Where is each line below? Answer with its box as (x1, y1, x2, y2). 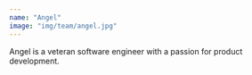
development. (9, 55, 60, 66)
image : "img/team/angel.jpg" (9, 21, 118, 30)
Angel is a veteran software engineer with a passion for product (9, 46, 243, 56)
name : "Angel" (9, 12, 62, 22)
